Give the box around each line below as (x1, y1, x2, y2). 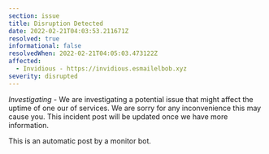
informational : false (8, 42, 82, 50)
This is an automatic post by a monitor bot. (8, 135, 152, 146)
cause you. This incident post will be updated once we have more (8, 111, 228, 122)
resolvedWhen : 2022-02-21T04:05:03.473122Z (8, 49, 158, 58)
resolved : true (8, 34, 60, 43)
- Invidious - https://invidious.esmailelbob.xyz (15, 65, 187, 73)
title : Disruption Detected (8, 19, 104, 28)
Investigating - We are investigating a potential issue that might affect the (8, 94, 254, 104)
